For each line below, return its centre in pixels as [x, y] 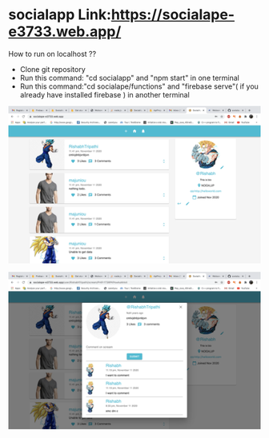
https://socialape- [173, 15]
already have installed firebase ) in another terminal [104, 94]
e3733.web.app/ [65, 32]
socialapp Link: [60, 15]
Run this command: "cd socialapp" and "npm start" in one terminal [130, 78]
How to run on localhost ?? [52, 54]
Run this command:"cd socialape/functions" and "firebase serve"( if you [139, 86]
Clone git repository [52, 69]
